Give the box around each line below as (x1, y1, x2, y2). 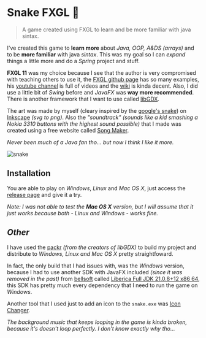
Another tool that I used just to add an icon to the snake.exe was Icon (7, 300, 181, 307)
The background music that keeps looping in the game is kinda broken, (7, 318, 188, 326)
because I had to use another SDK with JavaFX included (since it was (7, 268, 183, 275)
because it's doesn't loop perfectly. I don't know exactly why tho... (7, 325, 175, 332)
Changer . (7, 306, 30, 313)
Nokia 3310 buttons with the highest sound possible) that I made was (7, 120, 181, 128)
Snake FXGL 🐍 (7, 6, 80, 20)
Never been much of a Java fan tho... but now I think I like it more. (7, 138, 174, 146)
